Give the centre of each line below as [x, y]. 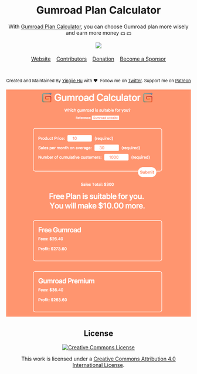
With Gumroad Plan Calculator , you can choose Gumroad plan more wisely [98, 26]
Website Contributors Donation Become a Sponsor [98, 59]
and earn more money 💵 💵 [98, 32]
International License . [98, 365]
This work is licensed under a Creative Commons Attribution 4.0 [98, 359]
